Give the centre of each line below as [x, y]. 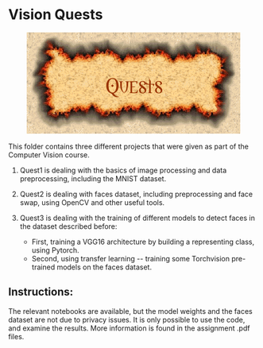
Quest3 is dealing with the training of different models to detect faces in [137, 218]
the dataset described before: [68, 226]
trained [43, 267]
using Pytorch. [55, 250]
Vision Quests [56, 15]
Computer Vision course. [49, 155]
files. [16, 336]
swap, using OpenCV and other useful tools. [92, 202]
